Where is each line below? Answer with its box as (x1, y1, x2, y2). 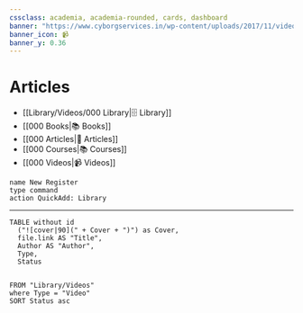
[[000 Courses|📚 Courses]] (22, 144, 128, 155)
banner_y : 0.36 (9, 38, 67, 48)
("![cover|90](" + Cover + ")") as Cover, (17, 226, 179, 235)
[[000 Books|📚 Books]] (22, 121, 112, 131)
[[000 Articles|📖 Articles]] (22, 134, 119, 145)
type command (9, 186, 59, 195)
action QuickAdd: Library (9, 194, 106, 203)
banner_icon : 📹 (9, 30, 69, 39)
